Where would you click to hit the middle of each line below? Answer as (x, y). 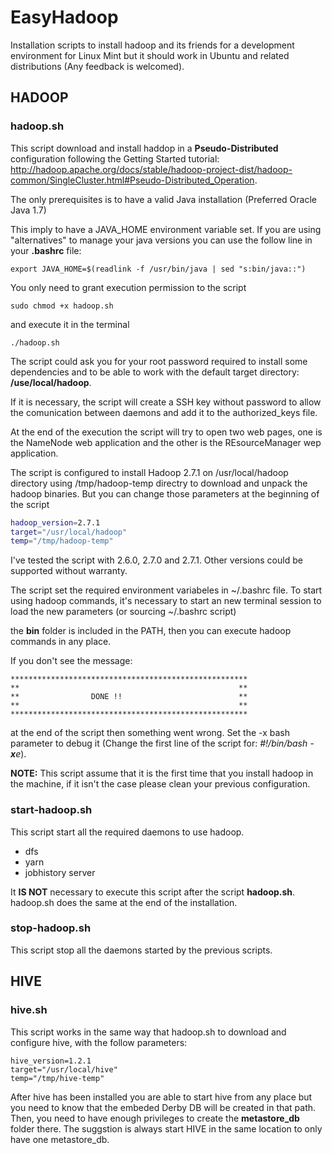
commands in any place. (61, 642)
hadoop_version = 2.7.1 (55, 522)
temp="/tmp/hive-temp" (57, 1078)
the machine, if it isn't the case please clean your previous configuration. (160, 784)
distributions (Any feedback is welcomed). (97, 66)
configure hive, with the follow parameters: (99, 1042)
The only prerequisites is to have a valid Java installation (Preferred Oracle (163, 199)
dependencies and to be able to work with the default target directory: (155, 372)
